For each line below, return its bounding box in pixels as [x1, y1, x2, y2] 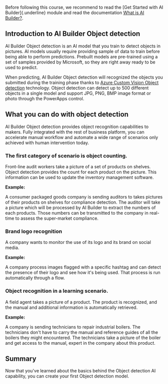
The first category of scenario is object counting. [5, 152, 127, 159]
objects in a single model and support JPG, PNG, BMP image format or [5, 90, 151, 96]
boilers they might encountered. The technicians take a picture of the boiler [5, 335, 161, 341]
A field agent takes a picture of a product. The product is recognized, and [5, 299, 157, 305]
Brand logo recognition [5, 228, 63, 235]
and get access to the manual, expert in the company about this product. [5, 340, 155, 346]
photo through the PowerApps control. [5, 95, 84, 101]
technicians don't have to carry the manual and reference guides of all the [5, 329, 158, 335]
